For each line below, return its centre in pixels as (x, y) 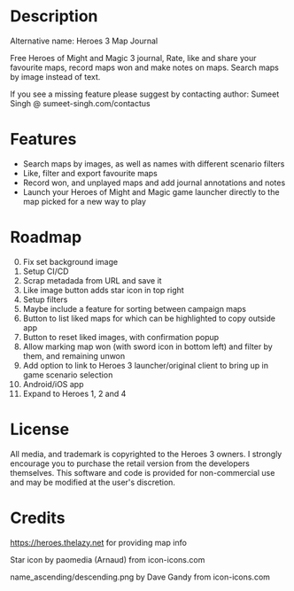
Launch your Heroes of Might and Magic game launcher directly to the (151, 191)
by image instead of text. (55, 76)
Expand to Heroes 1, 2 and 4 (74, 393)
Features (43, 140)
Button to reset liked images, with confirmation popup (121, 337)
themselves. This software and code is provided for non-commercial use (143, 472)
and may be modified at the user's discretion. (93, 482)
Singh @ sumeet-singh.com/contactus (80, 103)
